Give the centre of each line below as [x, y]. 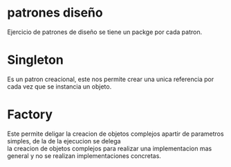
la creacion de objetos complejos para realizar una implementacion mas [110, 148]
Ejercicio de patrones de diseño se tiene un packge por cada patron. [105, 32]
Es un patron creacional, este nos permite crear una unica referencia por [111, 79]
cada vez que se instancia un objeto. [59, 86]
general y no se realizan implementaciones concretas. [84, 156]
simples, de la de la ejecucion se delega [64, 141]
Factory [30, 115]
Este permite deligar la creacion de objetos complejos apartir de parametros [115, 134]
